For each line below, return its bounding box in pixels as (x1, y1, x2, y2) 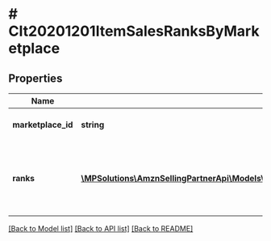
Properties (8, 71, 63, 85)
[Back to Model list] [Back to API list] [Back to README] (8, 224, 194, 233)
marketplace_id (12, 119, 73, 130)
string (80, 119, 105, 130)
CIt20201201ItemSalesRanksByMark (8, 22, 260, 40)
